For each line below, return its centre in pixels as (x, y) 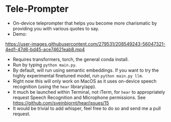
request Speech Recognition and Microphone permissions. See (79, 97)
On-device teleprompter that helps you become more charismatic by (85, 23)
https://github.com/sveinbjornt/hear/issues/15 (61, 103)
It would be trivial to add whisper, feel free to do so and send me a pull (87, 108)
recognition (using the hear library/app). (54, 86)
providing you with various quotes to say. (56, 28)
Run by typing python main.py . (45, 65)
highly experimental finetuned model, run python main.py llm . (78, 75)
